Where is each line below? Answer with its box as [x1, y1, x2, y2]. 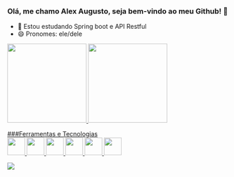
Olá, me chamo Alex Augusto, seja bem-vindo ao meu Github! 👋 [7, 6, 228, 16]
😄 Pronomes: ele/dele [17, 29, 83, 38]
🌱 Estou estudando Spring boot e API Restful [17, 22, 147, 31]
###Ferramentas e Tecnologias [7, 130, 98, 138]
